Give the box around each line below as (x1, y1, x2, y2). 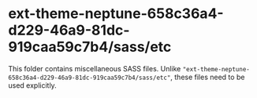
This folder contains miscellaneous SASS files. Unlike (8, 64, 181, 73)
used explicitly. (8, 80, 57, 90)
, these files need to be (170, 72, 245, 82)
